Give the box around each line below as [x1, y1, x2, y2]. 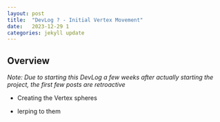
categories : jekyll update [7, 29, 85, 37]
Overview [7, 54, 50, 66]
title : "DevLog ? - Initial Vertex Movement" [7, 17, 143, 23]
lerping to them [17, 108, 61, 116]
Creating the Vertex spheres [17, 94, 98, 102]
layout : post [7, 10, 45, 17]
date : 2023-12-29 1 [7, 23, 70, 30]
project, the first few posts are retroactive [7, 81, 126, 89]
